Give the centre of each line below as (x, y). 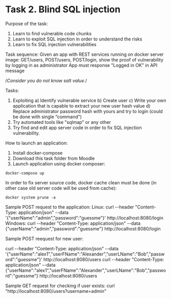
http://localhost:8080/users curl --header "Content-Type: (104, 259)
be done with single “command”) (47, 117)
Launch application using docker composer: (59, 164)
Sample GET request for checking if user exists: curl (60, 286)
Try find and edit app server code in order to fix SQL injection (77, 127)
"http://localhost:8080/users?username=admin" (56, 291)
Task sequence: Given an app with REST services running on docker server (85, 54)
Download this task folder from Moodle (54, 158)
